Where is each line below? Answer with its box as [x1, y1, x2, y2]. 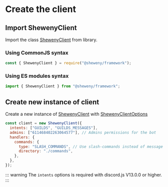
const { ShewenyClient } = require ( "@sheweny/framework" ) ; [5, 61, 132, 66]
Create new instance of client [5, 98, 100, 106]
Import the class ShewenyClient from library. [5, 37, 98, 43]
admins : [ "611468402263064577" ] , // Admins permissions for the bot [10, 130, 156, 135]
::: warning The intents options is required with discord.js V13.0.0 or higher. [5, 171, 162, 177]
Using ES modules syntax [5, 73, 69, 80]
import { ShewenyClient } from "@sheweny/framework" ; [5, 84, 121, 89]
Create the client [5, 4, 76, 15]
